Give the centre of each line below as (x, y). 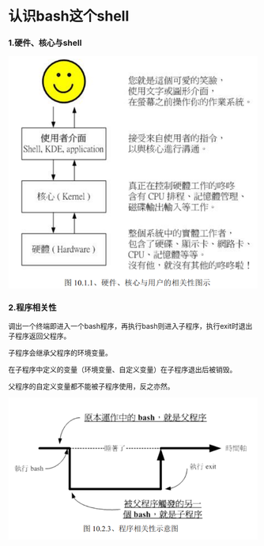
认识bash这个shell (69, 16)
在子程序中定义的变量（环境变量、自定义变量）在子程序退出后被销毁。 (123, 370)
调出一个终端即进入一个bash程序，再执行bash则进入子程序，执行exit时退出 (130, 326)
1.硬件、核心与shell (45, 43)
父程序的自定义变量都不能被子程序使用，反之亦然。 (91, 386)
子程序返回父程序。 (40, 336)
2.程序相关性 (32, 307)
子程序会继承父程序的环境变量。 (60, 353)
